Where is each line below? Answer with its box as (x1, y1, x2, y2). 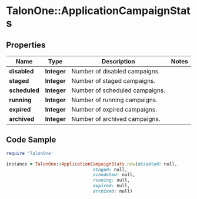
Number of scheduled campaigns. (71, 86, 166, 95)
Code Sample (6, 135, 56, 145)
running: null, (93, 177, 131, 183)
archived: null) (93, 188, 133, 194)
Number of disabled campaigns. (71, 68, 160, 75)
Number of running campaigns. (71, 96, 158, 104)
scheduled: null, (93, 172, 135, 178)
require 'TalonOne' (6, 150, 54, 156)
